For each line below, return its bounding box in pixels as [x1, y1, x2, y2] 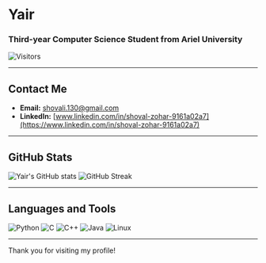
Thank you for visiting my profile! [8, 246, 116, 255]
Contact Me [8, 82, 67, 96]
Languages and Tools [8, 202, 116, 215]
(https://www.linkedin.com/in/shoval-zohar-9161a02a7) [19, 120, 200, 130]
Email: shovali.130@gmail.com [19, 103, 120, 112]
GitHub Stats [8, 151, 73, 164]
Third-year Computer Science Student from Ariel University [8, 34, 243, 45]
